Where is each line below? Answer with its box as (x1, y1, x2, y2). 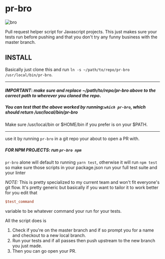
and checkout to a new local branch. (12, 232, 86, 238)
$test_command (5, 200, 34, 204)
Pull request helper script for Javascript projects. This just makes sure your (5, 29, 157, 34)
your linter (5, 170, 26, 176)
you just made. (12, 243, 43, 249)
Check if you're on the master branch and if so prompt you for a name (12, 227, 154, 233)
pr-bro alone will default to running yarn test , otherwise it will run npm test (5, 159, 158, 165)
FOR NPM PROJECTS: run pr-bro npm (5, 147, 82, 153)
